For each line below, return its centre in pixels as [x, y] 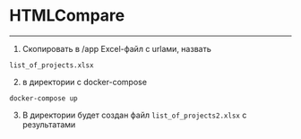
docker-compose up [43, 98]
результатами [49, 124]
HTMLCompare [67, 16]
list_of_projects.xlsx [52, 65]
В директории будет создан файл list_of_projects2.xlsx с [134, 115]
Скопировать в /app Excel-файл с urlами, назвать [117, 48]
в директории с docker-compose [85, 82]
